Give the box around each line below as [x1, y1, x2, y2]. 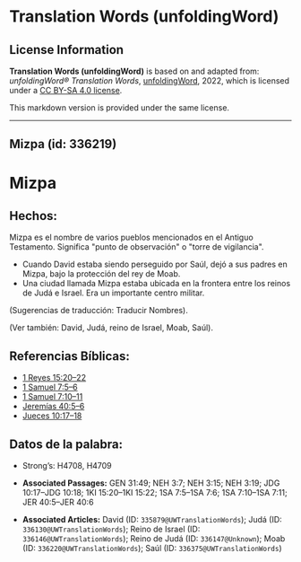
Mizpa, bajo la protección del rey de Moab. [21, 268, 181, 279]
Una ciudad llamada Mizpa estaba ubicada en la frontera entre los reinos [21, 278, 291, 289]
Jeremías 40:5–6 [21, 401, 85, 412]
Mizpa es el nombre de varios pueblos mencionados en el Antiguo [9, 232, 254, 243]
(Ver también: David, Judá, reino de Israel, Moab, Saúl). [9, 322, 213, 333]
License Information [9, 42, 124, 57]
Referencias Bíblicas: [9, 348, 130, 364]
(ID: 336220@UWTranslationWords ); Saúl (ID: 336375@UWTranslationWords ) [21, 543, 282, 554]
